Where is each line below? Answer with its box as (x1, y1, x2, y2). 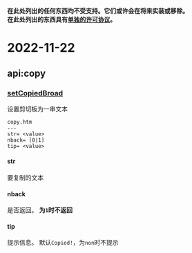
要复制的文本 (7, 174, 44, 182)
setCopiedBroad (7, 88, 64, 97)
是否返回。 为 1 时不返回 (7, 206, 73, 214)
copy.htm (7, 118, 32, 125)
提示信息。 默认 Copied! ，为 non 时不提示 (7, 238, 119, 247)
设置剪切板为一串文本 (7, 104, 68, 113)
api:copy (7, 67, 46, 79)
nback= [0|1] (7, 136, 45, 144)
